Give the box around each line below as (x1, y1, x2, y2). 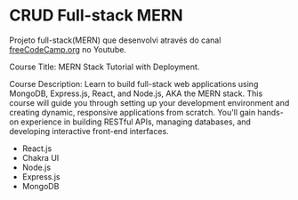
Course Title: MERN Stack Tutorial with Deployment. (9, 61, 200, 72)
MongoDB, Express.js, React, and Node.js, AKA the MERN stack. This (9, 88, 263, 99)
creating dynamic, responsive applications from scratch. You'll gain (9, 107, 256, 117)
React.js (21, 143, 52, 154)
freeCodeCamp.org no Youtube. (9, 44, 127, 54)
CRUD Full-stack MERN (9, 5, 184, 26)
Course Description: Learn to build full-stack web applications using (9, 78, 259, 89)
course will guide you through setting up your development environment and (9, 97, 290, 108)
